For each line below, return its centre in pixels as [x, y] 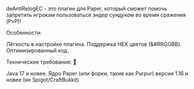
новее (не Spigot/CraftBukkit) [43, 80]
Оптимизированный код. [38, 50]
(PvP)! [14, 21]
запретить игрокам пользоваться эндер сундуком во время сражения [96, 15]
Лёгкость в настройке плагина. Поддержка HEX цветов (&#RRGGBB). [94, 44]
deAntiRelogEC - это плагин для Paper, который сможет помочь [87, 9]
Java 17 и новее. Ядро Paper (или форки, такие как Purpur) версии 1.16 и [97, 73]
